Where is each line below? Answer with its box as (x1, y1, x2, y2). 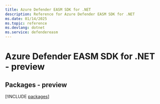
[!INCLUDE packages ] (5, 94, 50, 99)
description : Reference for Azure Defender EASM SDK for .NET (5, 12, 135, 17)
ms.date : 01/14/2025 (5, 16, 48, 21)
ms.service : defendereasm (5, 30, 58, 35)
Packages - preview (5, 81, 67, 89)
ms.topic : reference (5, 21, 48, 26)
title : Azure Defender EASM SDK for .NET (5, 7, 91, 12)
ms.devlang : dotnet (5, 25, 45, 30)
